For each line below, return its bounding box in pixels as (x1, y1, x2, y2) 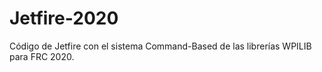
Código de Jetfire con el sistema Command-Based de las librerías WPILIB (9, 40, 312, 52)
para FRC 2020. (9, 50, 75, 62)
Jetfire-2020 (9, 7, 119, 30)
